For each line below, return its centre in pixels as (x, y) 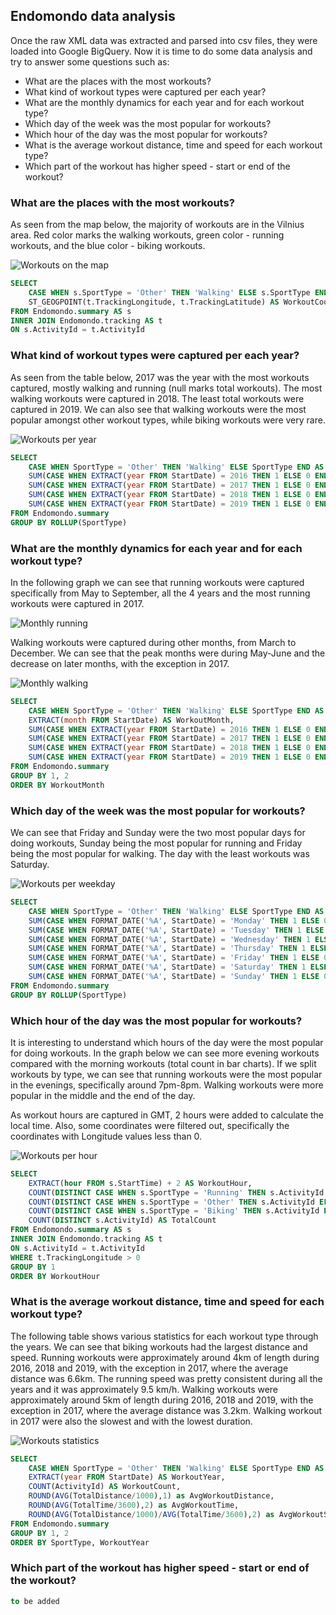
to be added (35, 1601)
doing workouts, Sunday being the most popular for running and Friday (156, 843)
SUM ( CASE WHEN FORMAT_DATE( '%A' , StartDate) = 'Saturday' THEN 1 (167, 967)
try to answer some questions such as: (90, 61)
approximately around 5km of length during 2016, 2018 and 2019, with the (162, 1400)
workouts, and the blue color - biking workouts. (108, 246)
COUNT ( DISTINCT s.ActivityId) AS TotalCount (122, 1220)
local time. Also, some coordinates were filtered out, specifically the (150, 1125)
